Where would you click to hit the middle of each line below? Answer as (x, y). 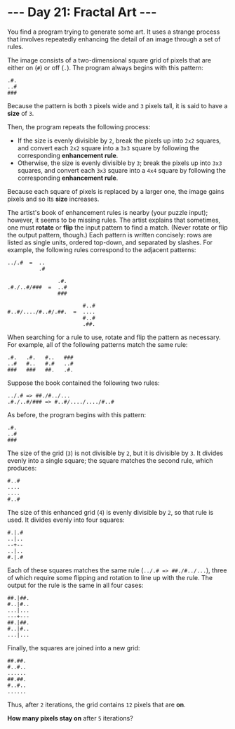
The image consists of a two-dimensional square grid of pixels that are (109, 60)
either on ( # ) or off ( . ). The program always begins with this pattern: (105, 67)
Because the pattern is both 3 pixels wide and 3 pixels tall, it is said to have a (117, 105)
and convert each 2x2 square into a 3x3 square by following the (108, 147)
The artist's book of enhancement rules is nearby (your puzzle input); (108, 212)
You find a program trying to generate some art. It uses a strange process (114, 32)
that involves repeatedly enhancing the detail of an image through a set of (114, 39)
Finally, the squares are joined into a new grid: (74, 648)
